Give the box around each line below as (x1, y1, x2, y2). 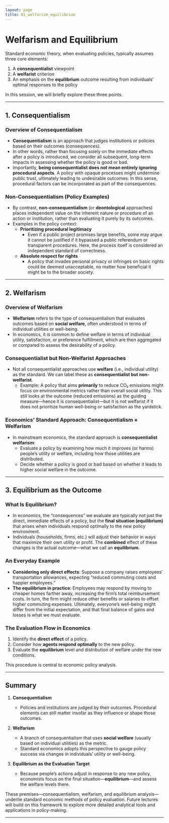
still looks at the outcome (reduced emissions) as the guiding (20, 393, 147, 399)
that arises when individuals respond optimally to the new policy (12, 523, 146, 529)
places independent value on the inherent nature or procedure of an (12, 210, 153, 216)
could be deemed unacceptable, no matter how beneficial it (27, 264, 151, 270)
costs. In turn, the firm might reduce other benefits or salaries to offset (12, 596, 159, 602)
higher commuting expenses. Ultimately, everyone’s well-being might (12, 601, 156, 607)
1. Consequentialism (5, 111, 70, 119)
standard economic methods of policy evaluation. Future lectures (23, 796, 158, 802)
